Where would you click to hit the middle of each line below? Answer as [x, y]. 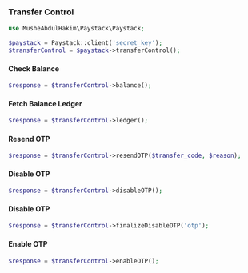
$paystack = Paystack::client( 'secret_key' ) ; [85, 43]
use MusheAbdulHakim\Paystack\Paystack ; [77, 29]
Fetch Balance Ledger [45, 103]
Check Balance [34, 68]
